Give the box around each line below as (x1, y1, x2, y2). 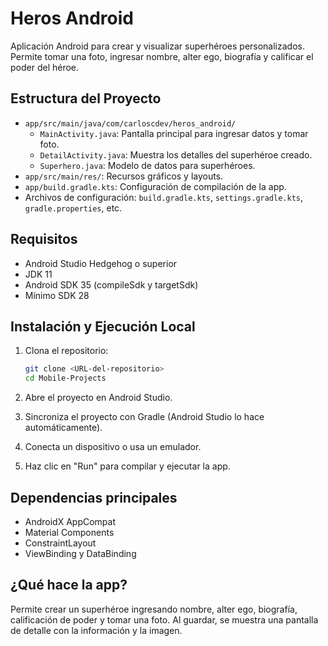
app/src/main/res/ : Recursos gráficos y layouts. (24, 170, 224, 182)
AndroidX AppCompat (24, 515, 117, 527)
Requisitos (10, 231, 78, 248)
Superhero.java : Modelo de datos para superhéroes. (39, 159, 256, 171)
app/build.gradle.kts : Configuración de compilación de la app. (24, 180, 287, 192)
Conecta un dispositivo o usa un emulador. (24, 441, 202, 453)
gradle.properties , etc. (24, 202, 123, 214)
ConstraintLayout (24, 537, 97, 549)
